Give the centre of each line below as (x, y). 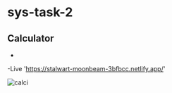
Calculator (31, 38)
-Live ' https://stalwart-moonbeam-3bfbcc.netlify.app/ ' (86, 69)
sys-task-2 (40, 12)
